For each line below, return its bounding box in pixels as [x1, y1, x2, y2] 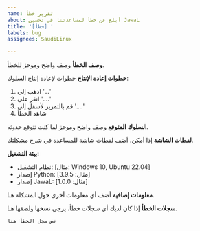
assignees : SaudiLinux [7, 36, 72, 43]
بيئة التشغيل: [7, 150, 40, 158]
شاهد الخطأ [16, 110, 47, 118]
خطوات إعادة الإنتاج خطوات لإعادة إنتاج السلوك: [7, 74, 129, 83]
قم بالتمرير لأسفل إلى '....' [16, 102, 85, 110]
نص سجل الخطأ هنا [7, 218, 57, 225]
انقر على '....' [16, 94, 52, 103]
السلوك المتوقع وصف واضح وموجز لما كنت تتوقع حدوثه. [7, 123, 149, 131]
